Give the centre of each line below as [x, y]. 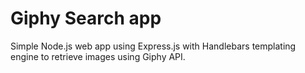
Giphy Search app [86, 18]
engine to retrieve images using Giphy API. [98, 56]
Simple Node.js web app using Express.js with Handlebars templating [153, 46]
